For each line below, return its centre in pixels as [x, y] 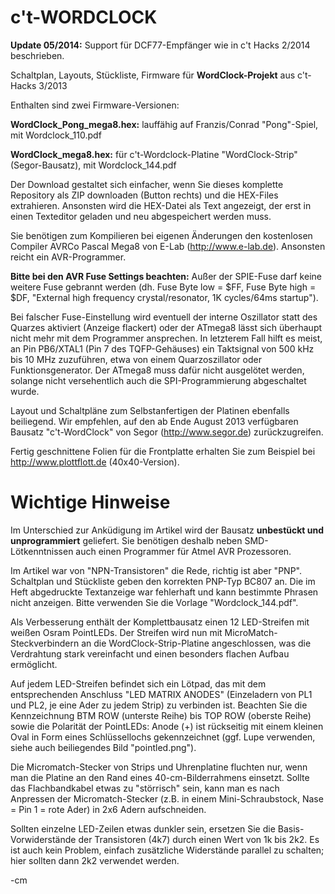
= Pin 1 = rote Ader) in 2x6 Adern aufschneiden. [108, 809]
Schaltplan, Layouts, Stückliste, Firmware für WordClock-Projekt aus [153, 75]
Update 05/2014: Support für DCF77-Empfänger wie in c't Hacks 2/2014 [160, 45]
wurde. [25, 391]
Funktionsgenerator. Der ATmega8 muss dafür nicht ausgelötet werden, [157, 370]
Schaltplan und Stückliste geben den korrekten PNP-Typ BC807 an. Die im [163, 581]
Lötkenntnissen [42, 551]
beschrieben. [37, 55]
